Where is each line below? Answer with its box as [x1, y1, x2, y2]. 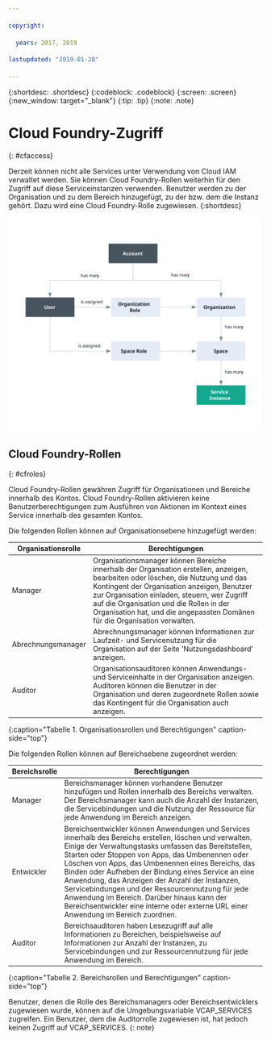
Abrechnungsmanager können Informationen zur [92, 626, 255, 637]
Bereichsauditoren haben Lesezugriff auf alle [64, 921, 214, 930]
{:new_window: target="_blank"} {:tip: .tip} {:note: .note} [8, 95, 195, 105]
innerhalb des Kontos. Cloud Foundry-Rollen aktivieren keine [8, 493, 210, 503]
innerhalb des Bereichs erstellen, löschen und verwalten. [64, 832, 252, 842]
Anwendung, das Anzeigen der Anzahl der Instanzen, [64, 875, 240, 885]
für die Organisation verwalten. [92, 616, 196, 625]
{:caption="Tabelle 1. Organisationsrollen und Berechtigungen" [8, 725, 217, 734]
